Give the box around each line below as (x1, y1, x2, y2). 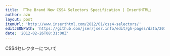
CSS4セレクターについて (5, 45, 57, 51)
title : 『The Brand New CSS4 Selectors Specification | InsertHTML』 (5, 7, 153, 13)
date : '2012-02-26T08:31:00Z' (5, 31, 69, 36)
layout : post (5, 17, 33, 22)
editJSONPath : (5, 26, 35, 31)
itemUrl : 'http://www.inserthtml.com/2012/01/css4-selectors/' (5, 21, 142, 27)
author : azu (5, 12, 30, 17)
